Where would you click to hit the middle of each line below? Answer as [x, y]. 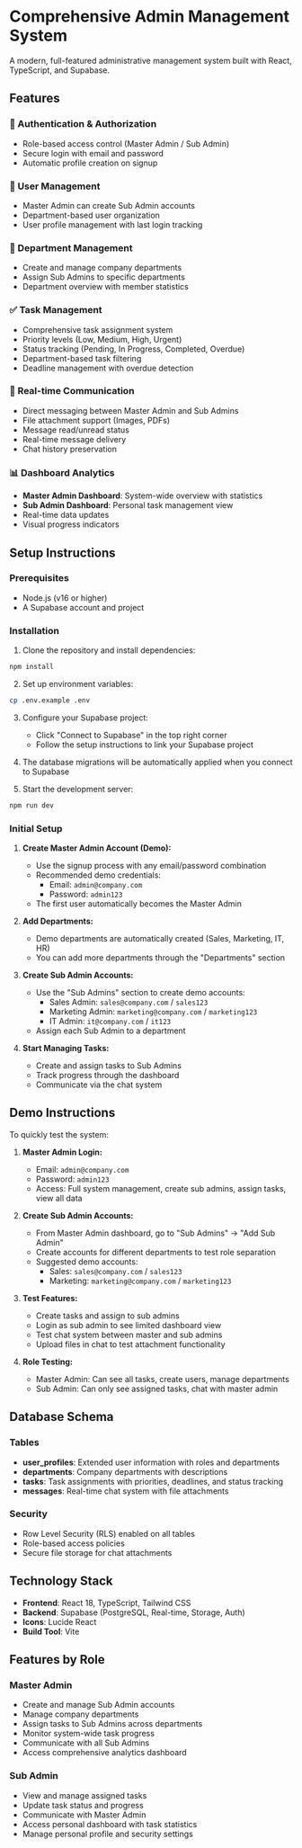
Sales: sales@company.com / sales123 [115, 1271]
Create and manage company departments [102, 268]
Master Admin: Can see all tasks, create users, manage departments [162, 1379]
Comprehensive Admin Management [150, 17]
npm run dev [31, 805]
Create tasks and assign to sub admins [107, 1316]
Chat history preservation [69, 449]
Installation [35, 630]
